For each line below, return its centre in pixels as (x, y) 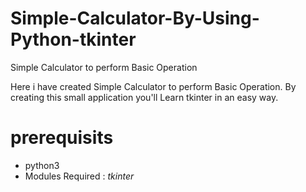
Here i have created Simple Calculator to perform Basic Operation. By (153, 86)
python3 (42, 165)
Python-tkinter (73, 39)
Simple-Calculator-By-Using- (135, 18)
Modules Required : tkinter (79, 176)
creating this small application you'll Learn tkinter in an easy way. (144, 97)
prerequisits (62, 138)
